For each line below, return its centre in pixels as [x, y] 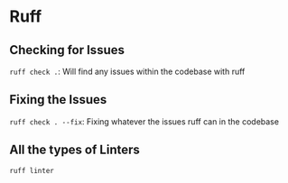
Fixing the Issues [58, 100]
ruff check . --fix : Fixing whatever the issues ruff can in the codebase [144, 121]
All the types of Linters [74, 150]
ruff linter [32, 170]
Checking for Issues [67, 50]
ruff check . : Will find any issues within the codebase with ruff [127, 71]
